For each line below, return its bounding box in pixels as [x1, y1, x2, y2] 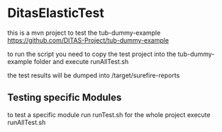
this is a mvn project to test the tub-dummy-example [7, 28, 161, 37]
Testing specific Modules [7, 92, 122, 104]
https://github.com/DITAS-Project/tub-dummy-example [7, 35, 169, 44]
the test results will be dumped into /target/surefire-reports [7, 71, 180, 79]
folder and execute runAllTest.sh [33, 57, 129, 65]
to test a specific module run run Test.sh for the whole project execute [7, 110, 211, 119]
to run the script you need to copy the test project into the [7, 50, 177, 58]
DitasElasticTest [7, 5, 104, 21]
